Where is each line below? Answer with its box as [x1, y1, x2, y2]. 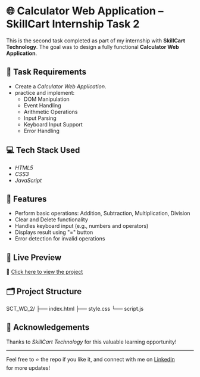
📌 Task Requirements [6, 67, 86, 77]
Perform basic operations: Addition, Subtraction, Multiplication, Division [14, 210, 190, 217]
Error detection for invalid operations [14, 235, 105, 242]
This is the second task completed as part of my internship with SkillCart [6, 37, 186, 44]
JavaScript [14, 177, 42, 184]
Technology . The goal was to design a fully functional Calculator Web [6, 43, 180, 50]
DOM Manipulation [23, 95, 70, 103]
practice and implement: [14, 89, 75, 96]
